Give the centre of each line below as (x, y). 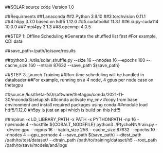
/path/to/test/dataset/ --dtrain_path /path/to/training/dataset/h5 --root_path (81, 140)
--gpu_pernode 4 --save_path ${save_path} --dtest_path (84, 135)
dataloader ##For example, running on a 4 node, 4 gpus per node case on (79, 80)
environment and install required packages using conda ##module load (76, 105)
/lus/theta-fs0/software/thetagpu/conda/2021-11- (74, 94)
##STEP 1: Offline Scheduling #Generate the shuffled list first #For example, (81, 36)
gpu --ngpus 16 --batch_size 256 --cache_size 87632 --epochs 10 (88, 130)
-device (13, 130)
